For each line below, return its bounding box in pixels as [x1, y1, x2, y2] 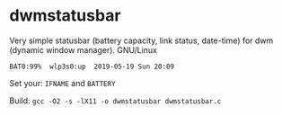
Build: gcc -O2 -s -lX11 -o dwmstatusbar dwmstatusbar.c [9, 95, 222, 106]
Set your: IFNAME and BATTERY [9, 77, 116, 88]
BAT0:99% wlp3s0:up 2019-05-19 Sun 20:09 [9, 62, 175, 71]
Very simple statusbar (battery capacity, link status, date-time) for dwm [9, 35, 274, 46]
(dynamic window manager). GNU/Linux [9, 44, 157, 55]
